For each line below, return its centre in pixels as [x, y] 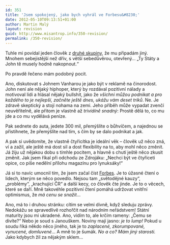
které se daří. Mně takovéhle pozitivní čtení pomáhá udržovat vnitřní [76, 189]
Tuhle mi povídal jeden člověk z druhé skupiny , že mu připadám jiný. [77, 53]
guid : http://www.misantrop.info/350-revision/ [57, 34]
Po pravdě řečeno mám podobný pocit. [46, 73]
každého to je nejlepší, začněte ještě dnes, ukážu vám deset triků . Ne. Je [82, 100]
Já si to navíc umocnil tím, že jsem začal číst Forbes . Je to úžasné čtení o [82, 173]
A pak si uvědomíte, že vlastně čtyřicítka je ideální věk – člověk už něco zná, [85, 141]
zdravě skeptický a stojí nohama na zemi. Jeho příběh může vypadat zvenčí [85, 105]
